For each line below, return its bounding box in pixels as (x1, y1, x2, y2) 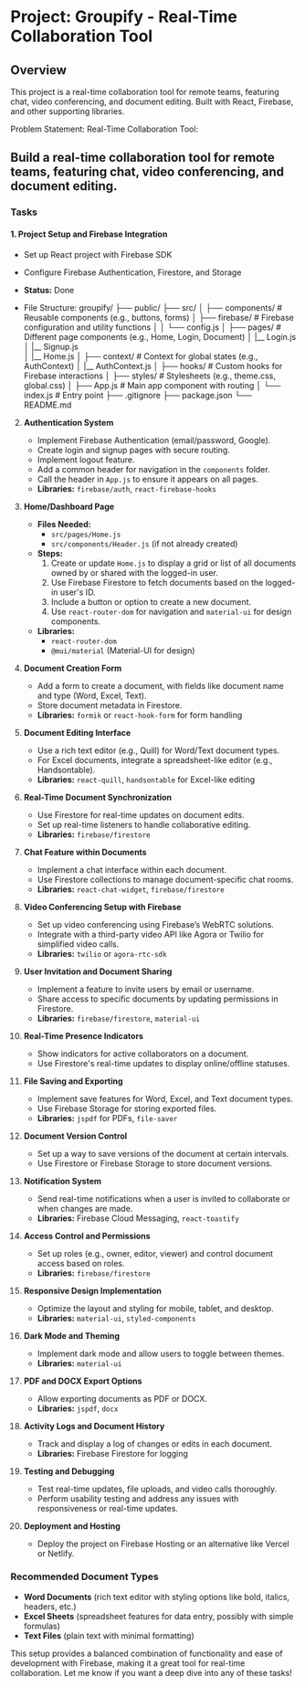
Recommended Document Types (10, 1570, 159, 1583)
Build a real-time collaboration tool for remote (10, 150, 275, 165)
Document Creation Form (23, 663, 122, 674)
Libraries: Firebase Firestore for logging (37, 1448, 188, 1459)
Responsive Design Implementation (23, 1285, 163, 1296)
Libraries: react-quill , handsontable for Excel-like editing (37, 774, 256, 785)
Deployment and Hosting (23, 1520, 121, 1532)
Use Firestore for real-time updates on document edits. (37, 809, 245, 820)
